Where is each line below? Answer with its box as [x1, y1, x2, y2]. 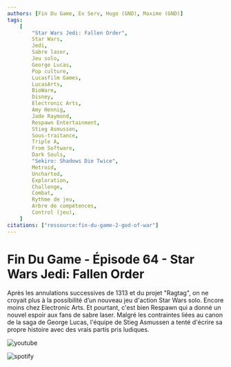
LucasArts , [32, 81, 63, 88]
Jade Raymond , [32, 112, 72, 119]
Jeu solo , [32, 55, 60, 62]
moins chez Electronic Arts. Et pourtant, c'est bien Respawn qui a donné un [7, 304, 221, 312]
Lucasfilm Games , [32, 74, 81, 81]
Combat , [32, 190, 54, 197]
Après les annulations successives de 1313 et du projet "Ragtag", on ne [7, 289, 209, 297]
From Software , [32, 145, 76, 152]
